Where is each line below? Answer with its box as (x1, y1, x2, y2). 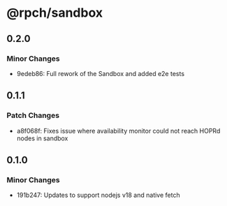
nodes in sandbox (16, 134, 68, 142)
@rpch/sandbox (6, 5, 103, 21)
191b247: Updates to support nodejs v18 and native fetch (16, 191, 180, 200)
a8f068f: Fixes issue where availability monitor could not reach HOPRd (16, 126, 221, 135)
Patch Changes (6, 110, 60, 120)
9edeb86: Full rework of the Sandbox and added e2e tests (16, 69, 185, 78)
